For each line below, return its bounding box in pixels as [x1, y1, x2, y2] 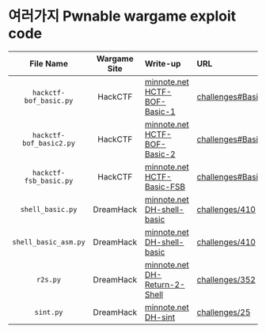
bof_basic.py [24, 96, 74, 105]
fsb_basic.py [24, 176, 74, 185]
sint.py [34, 308, 63, 316]
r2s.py [36, 274, 62, 284]
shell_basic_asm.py [12, 237, 85, 246]
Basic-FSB [144, 181, 186, 192]
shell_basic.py [20, 205, 78, 214]
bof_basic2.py [22, 138, 75, 147]
